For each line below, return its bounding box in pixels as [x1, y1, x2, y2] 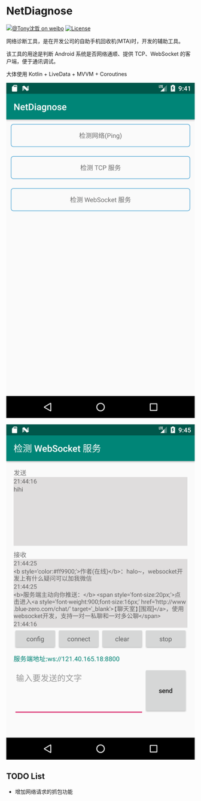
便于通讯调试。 [22, 57, 59, 65]
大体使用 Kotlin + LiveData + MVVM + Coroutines [6, 70, 127, 77]
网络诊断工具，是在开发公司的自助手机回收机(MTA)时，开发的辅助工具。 [6, 37, 184, 44]
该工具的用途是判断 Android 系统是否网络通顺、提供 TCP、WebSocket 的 [6, 50, 185, 57]
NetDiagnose [6, 4, 73, 18]
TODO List [6, 771, 45, 782]
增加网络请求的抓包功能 [14, 788, 73, 795]
